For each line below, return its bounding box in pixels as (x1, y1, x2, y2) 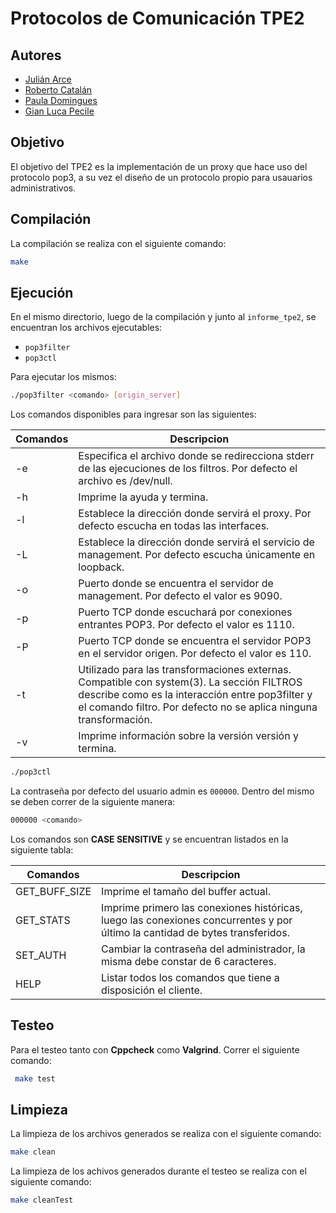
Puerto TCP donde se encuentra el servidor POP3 (78, 634, 312, 648)
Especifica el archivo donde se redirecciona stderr (78, 449, 315, 463)
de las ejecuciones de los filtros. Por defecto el (78, 462, 298, 476)
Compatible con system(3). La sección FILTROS (78, 675, 303, 689)
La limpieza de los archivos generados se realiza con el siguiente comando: (10, 1128, 322, 1140)
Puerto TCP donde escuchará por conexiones (78, 605, 293, 619)
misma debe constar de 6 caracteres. (101, 954, 277, 968)
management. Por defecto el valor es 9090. (78, 589, 283, 603)
